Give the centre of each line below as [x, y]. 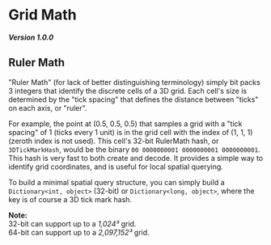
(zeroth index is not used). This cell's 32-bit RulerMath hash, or [114, 141]
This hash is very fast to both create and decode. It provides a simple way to [136, 158]
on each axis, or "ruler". [48, 108]
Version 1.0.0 [31, 37]
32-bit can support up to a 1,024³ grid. [72, 223]
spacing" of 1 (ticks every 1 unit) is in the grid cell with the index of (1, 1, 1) [131, 132]
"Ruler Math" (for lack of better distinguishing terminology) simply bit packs [134, 82]
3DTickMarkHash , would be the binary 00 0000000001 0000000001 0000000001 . [134, 149]
